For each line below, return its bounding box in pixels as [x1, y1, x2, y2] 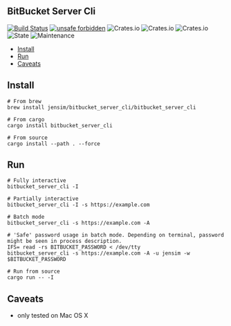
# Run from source [7, 268, 60, 275]
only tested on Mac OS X [17, 311, 89, 320]
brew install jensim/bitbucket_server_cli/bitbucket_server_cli [7, 104, 196, 111]
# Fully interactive [7, 177, 67, 184]
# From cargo [7, 116, 45, 123]
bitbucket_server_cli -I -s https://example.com [7, 201, 150, 208]
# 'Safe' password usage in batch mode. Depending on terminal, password [7, 232, 225, 239]
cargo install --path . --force [7, 140, 100, 147]
